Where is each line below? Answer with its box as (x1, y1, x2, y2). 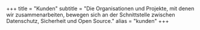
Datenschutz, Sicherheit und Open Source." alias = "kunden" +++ (6, 18, 169, 24)
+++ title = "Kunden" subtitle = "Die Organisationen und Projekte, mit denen (6, 5, 195, 12)
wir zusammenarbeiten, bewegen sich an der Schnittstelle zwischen (6, 11, 175, 18)
